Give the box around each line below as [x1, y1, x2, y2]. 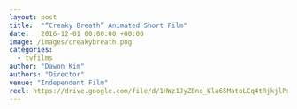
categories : [9, 46, 53, 54]
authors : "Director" [9, 70, 86, 79]
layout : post [9, 12, 57, 22]
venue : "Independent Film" [9, 78, 109, 87]
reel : [9, 86, 29, 95]
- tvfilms [17, 54, 53, 62]
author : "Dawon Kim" [9, 62, 86, 71]
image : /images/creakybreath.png [9, 37, 133, 47]
